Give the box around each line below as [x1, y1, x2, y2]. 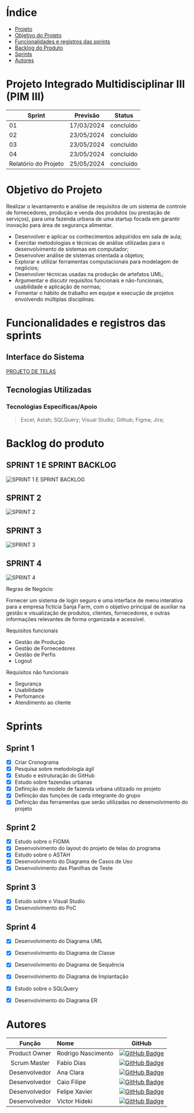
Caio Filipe [57, 1078, 87, 1086]
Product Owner [9, 1049, 51, 1057]
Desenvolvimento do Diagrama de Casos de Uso [14, 858, 133, 865]
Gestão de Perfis [14, 651, 56, 658]
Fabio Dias [57, 1059, 87, 1067]
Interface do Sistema [6, 352, 84, 362]
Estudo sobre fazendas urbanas [14, 779, 93, 786]
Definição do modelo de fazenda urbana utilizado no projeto [14, 785, 161, 793]
